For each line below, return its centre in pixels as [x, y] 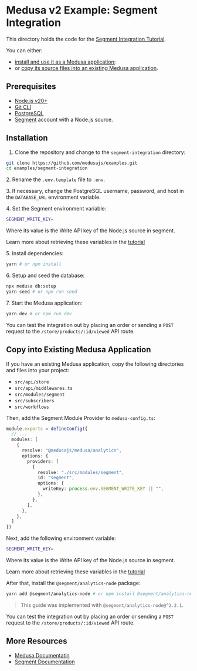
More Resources [37, 641]
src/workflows [32, 407]
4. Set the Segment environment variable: [56, 209]
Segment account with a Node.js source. [64, 119]
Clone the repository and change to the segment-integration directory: [100, 152]
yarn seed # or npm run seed [42, 292]
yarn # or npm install [34, 264]
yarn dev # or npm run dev [39, 313]
